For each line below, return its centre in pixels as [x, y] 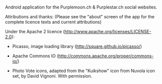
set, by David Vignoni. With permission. [52, 76]
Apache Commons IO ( [35, 56]
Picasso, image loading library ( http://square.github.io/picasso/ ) [77, 46]
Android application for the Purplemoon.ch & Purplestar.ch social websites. [81, 7]
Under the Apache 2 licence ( [35, 31]
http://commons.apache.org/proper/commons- [106, 56]
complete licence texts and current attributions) [53, 22]
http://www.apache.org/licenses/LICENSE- [108, 31]
